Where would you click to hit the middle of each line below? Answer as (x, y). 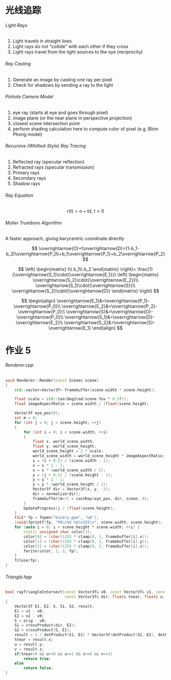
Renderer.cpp (20, 365)
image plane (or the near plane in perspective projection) (72, 118)
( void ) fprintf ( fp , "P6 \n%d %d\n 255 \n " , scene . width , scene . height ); (89, 523)
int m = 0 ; (26, 418)
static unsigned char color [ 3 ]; (58, 532)
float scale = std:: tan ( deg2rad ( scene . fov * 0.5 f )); (72, 399)
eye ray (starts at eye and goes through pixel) (60, 112)
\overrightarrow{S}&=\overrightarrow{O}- (110, 312)
